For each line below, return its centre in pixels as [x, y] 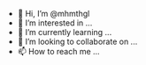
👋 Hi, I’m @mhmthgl [54, 14]
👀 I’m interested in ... [55, 23]
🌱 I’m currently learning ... [65, 32]
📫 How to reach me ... [58, 51]
